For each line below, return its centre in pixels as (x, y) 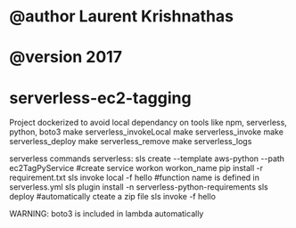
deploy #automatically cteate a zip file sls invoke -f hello (113, 197)
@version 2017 (66, 57)
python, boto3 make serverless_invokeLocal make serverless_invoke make (146, 132)
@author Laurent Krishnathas (122, 16)
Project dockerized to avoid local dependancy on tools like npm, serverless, (148, 123)
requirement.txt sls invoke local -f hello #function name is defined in (135, 178)
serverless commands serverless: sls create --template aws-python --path (147, 159)
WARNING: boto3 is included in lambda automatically (107, 214)
